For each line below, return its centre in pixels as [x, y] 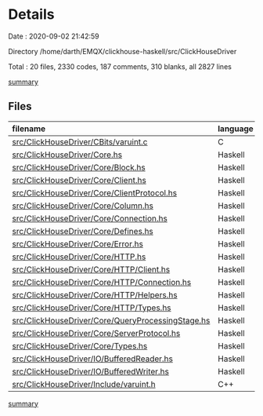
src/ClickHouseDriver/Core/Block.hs [79, 167]
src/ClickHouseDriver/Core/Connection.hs [90, 218]
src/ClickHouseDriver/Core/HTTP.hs [79, 257]
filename [29, 129]
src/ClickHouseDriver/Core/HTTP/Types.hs [92, 308]
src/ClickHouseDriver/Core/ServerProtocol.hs [96, 333]
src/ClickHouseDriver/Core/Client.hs [79, 180]
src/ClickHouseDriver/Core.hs [67, 155]
